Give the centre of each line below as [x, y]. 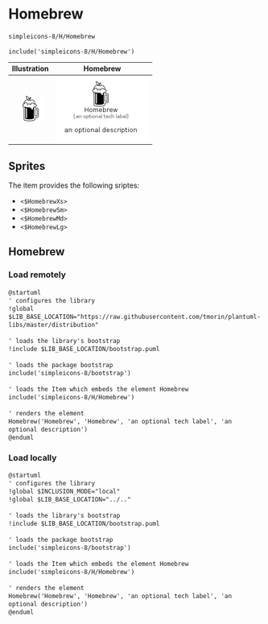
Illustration [31, 68]
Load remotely [37, 275]
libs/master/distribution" [54, 324]
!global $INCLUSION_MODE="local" [64, 491]
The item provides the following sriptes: [74, 185]
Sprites [27, 166]
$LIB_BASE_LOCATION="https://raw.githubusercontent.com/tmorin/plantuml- [135, 316]
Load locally [33, 457]
